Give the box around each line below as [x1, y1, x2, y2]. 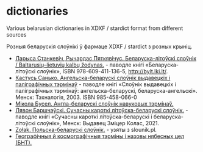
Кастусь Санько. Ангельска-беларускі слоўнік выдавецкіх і [15, 74, 171, 81]
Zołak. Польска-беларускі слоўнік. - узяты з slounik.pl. [15, 126, 157, 133]
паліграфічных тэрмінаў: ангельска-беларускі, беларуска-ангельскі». [15, 87, 198, 94]
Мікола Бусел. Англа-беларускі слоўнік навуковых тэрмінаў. [15, 100, 174, 107]
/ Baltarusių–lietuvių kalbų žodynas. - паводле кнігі [15, 61, 144, 68]
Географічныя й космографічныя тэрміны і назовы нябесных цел [15, 132, 185, 140]
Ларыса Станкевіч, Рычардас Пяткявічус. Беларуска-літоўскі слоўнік [15, 54, 197, 62]
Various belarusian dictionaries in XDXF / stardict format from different [6, 24, 183, 32]
